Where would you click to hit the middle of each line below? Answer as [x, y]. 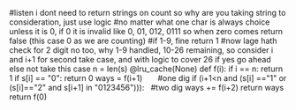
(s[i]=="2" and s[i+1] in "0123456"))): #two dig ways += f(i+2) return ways [147, 88]
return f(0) [28, 97]
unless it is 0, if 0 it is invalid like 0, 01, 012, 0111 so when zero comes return [146, 31]
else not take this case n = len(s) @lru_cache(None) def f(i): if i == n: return [146, 69]
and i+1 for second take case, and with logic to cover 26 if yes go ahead [140, 59]
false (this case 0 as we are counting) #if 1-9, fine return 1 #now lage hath [143, 40]
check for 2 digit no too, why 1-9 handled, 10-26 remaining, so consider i [141, 50]
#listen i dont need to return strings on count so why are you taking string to [148, 13]
